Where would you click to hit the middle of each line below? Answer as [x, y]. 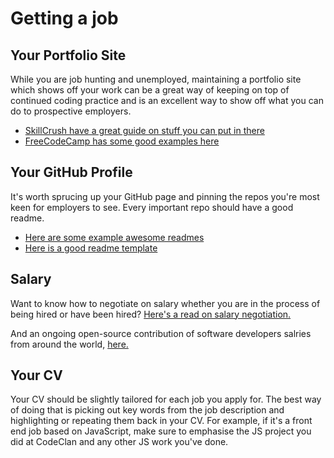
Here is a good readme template [91, 248]
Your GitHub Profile [71, 172]
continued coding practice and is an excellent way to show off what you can [167, 100]
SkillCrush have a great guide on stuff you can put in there [144, 130]
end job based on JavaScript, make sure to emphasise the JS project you [161, 431]
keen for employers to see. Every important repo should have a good [152, 207]
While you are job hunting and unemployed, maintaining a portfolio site [156, 79]
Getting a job [64, 18]
